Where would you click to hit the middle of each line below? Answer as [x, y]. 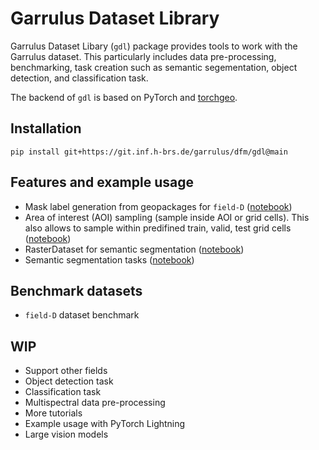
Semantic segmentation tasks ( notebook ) [109, 259]
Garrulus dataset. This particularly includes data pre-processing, [143, 56]
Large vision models [66, 434]
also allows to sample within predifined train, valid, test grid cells [158, 228]
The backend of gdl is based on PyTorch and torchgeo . [124, 97]
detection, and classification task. [79, 78]
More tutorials [53, 413]
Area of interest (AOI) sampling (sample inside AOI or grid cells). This [167, 217]
